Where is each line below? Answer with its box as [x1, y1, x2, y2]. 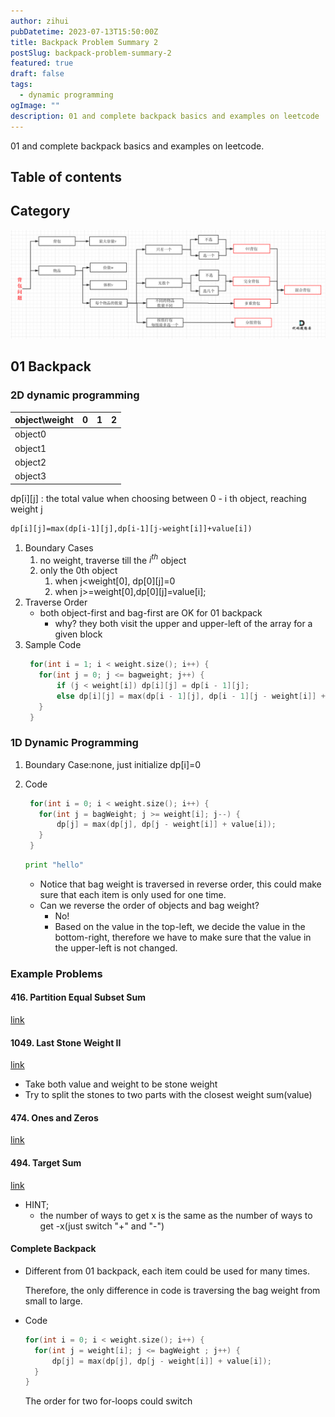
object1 [14, 442, 47, 454]
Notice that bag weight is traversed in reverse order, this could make [39, 878, 322, 890]
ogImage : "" [10, 100, 60, 110]
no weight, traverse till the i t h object [39, 552, 187, 566]
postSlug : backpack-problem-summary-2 [10, 48, 172, 58]
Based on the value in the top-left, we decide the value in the [54, 920, 306, 932]
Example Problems [10, 966, 103, 980]
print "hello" [24, 860, 84, 870]
